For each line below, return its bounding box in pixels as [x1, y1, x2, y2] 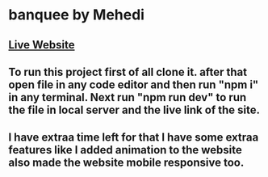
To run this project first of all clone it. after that [8, 65, 248, 78]
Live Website [8, 38, 75, 52]
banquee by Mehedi [8, 6, 145, 24]
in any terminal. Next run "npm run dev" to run [8, 91, 247, 104]
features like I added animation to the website [8, 143, 242, 157]
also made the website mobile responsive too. [8, 156, 245, 170]
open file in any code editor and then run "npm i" [8, 78, 259, 91]
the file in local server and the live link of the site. [8, 103, 261, 116]
